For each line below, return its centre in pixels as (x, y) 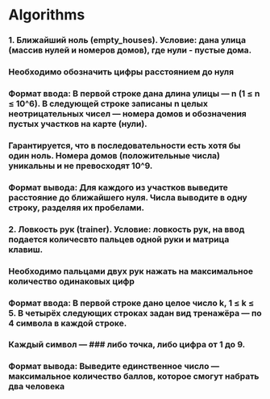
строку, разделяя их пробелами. (77, 208)
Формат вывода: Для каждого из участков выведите (118, 187)
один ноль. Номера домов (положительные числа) (114, 155)
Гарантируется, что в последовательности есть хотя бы (125, 145)
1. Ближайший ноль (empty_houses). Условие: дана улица (127, 40)
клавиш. (26, 250)
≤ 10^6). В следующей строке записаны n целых (108, 103)
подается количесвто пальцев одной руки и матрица (119, 239)
